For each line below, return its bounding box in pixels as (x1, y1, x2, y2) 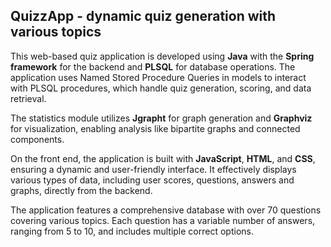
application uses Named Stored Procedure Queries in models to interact (10, 71, 307, 83)
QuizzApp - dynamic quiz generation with (10, 8, 277, 25)
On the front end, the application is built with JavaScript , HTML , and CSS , (10, 152, 316, 164)
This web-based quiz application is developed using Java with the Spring (10, 50, 315, 62)
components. (10, 133, 65, 145)
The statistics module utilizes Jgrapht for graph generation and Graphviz (10, 112, 313, 124)
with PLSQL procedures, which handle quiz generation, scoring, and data (10, 82, 312, 94)
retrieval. (10, 92, 47, 104)
